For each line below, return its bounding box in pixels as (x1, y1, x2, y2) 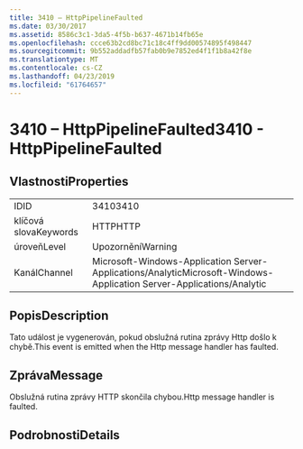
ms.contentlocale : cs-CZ (9, 64, 103, 73)
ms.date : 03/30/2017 (9, 22, 87, 31)
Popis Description (9, 308, 109, 324)
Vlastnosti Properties (9, 174, 129, 189)
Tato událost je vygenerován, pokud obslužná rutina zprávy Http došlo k (9, 332, 278, 343)
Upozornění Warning (91, 240, 178, 252)
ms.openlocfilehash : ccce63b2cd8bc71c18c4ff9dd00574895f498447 (9, 38, 252, 48)
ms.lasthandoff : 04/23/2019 (9, 72, 115, 81)
